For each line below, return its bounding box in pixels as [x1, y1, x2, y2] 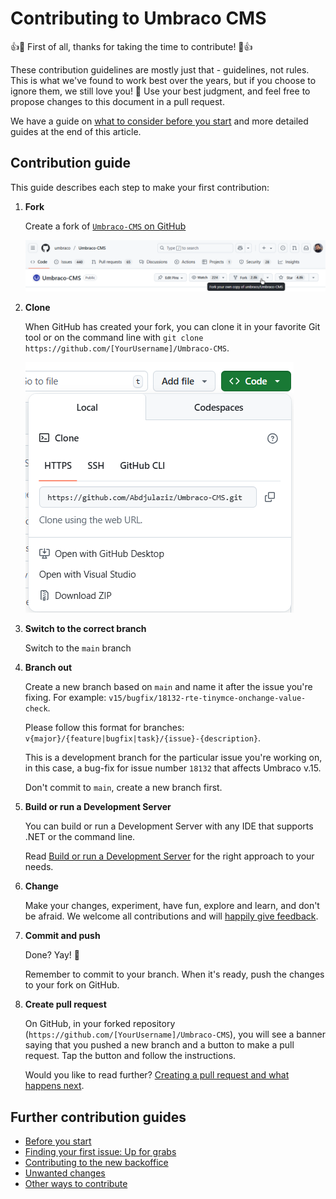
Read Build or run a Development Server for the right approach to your [24, 850, 315, 862]
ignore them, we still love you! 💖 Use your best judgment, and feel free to [10, 85, 311, 97]
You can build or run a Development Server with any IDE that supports [24, 820, 314, 832]
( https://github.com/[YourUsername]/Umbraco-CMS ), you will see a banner [24, 1028, 326, 1041]
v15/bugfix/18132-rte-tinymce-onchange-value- [108, 693, 307, 704]
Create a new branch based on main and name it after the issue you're [24, 681, 313, 693]
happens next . [24, 1080, 85, 1092]
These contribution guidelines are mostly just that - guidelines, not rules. [10, 63, 310, 76]
